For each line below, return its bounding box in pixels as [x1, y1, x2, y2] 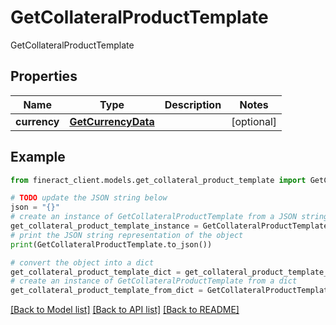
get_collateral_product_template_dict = [10, 267, 182, 277]
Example [10, 149, 66, 166]
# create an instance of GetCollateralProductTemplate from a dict [10, 276, 298, 286]
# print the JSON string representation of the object [10, 230, 244, 240]
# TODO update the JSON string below [10, 193, 168, 203]
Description [164, 97, 222, 111]
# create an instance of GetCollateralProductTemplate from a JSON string [10, 212, 329, 222]
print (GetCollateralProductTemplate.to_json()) [10, 239, 213, 250]
